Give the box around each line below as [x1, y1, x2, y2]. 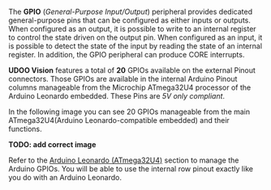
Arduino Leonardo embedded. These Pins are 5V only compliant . [8, 91, 226, 100]
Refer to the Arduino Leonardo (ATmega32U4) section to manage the [8, 155, 239, 165]
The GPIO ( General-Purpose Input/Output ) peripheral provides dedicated [8, 7, 253, 16]
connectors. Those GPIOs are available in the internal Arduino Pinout [8, 74, 238, 83]
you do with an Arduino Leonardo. [8, 173, 123, 182]
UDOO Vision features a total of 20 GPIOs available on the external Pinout [8, 65, 256, 75]
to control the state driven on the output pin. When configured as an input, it [8, 32, 263, 42]
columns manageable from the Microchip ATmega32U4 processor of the [8, 82, 252, 92]
